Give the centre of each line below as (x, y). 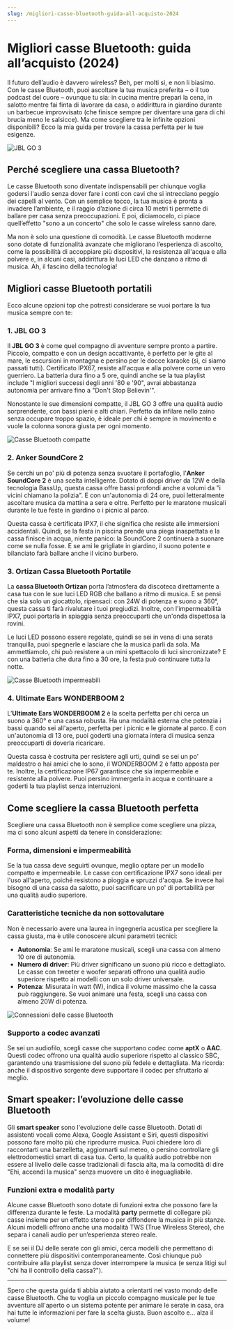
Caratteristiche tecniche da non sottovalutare (86, 913)
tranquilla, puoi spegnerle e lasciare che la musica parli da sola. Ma (104, 644)
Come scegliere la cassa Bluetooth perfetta (103, 808)
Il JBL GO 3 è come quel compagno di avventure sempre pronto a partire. (112, 346)
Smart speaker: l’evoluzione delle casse (95, 1099)
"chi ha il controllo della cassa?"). (55, 1271)
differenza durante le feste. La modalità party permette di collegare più (109, 1212)
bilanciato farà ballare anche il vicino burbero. (73, 553)
